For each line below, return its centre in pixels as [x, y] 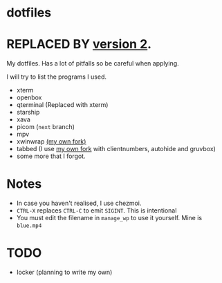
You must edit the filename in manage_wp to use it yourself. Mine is [109, 218]
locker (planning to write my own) [64, 272]
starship [28, 113]
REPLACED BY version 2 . [79, 45]
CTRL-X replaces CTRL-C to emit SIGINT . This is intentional [96, 211]
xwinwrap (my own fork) [51, 141]
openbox [29, 97]
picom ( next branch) [46, 127]
